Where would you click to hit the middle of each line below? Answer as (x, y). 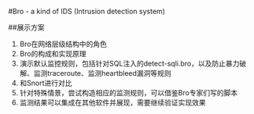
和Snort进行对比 (46, 83)
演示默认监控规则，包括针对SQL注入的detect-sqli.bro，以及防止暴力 (129, 63)
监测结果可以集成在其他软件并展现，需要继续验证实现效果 (112, 102)
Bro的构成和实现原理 (53, 53)
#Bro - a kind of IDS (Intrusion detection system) (87, 11)
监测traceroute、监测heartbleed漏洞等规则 (102, 73)
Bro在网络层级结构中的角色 (63, 44)
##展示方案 (26, 27)
